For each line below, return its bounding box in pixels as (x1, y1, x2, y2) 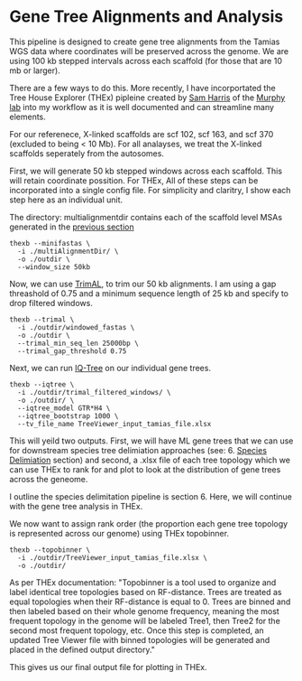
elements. (9, 111, 47, 122)
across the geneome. (9, 473, 88, 484)
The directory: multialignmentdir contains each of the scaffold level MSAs (9, 211, 282, 222)
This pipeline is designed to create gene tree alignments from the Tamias (9, 36, 280, 47)
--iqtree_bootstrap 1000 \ (17, 411, 119, 421)
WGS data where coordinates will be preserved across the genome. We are (9, 45, 289, 56)
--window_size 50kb (17, 262, 91, 272)
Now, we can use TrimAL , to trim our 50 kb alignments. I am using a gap (9, 278, 277, 289)
